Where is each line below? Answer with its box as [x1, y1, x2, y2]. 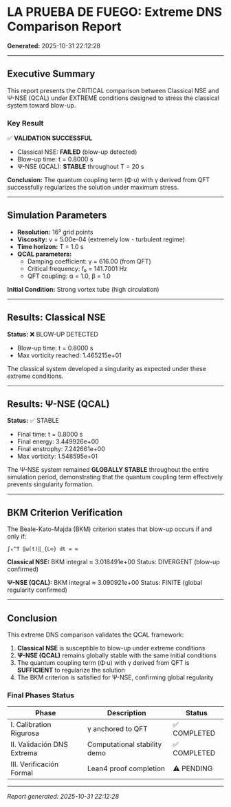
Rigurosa [10, 728, 40, 738]
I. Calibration [10, 720, 52, 730]
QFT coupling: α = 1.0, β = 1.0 [27, 272, 111, 280]
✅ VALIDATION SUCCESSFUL [7, 134, 93, 142]
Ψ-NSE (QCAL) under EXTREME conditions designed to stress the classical [7, 94, 220, 102]
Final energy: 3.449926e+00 [16, 437, 100, 446]
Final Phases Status [7, 690, 74, 700]
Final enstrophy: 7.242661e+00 [16, 445, 105, 453]
